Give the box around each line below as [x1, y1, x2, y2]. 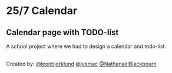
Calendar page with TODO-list [6, 27, 119, 37]
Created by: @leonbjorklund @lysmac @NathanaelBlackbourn [6, 60, 157, 67]
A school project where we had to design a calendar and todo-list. [6, 43, 167, 50]
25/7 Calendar [6, 4, 78, 18]
